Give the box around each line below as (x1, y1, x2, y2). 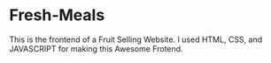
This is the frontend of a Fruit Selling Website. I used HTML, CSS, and (9, 34, 263, 45)
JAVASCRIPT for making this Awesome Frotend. (9, 43, 183, 53)
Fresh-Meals (9, 5, 105, 25)
